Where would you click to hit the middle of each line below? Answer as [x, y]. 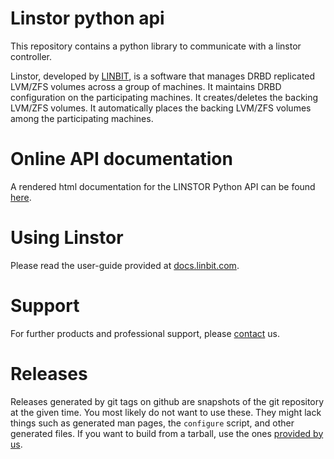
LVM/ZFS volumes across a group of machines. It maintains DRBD [146, 86]
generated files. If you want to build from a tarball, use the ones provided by [167, 433]
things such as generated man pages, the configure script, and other [152, 423]
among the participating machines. [82, 118]
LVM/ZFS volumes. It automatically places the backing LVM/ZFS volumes [161, 108]
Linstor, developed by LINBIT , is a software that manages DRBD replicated [163, 76]
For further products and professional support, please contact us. [145, 333]
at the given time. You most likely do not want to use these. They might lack [166, 412]
